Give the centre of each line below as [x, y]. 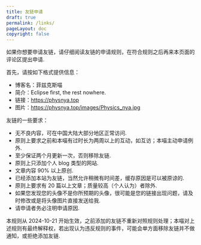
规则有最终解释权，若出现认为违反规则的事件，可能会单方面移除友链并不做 [103, 228]
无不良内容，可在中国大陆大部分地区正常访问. [71, 133]
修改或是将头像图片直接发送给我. [60, 201]
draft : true [21, 17]
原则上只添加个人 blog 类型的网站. [57, 163]
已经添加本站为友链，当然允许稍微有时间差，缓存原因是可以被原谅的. [99, 178]
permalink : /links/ [31, 23]
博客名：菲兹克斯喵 [39, 85]
